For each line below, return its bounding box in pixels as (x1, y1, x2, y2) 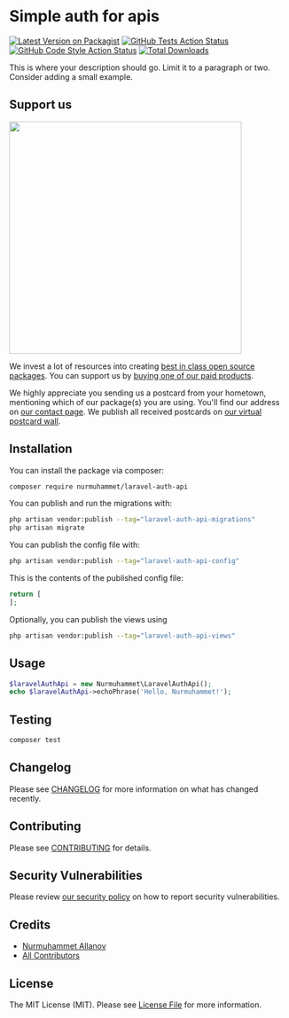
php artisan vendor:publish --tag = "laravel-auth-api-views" (9, 631, 237, 640)
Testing (9, 712, 52, 727)
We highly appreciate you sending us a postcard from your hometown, (9, 388, 267, 398)
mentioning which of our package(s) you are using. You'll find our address (9, 396, 280, 407)
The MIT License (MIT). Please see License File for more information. (9, 999, 262, 1010)
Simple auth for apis (9, 6, 160, 27)
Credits (9, 917, 51, 932)
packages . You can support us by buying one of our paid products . (9, 370, 254, 380)
